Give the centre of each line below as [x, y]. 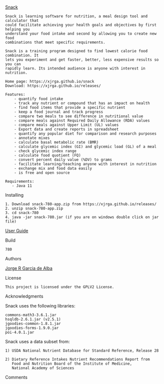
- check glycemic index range [45, 151]
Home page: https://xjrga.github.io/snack [50, 81]
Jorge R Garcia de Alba [29, 268]
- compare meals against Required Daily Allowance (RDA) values [82, 121]
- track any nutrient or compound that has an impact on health [82, 103]
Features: [15, 94]
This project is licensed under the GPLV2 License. [60, 287]
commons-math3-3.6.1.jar [31, 315]
